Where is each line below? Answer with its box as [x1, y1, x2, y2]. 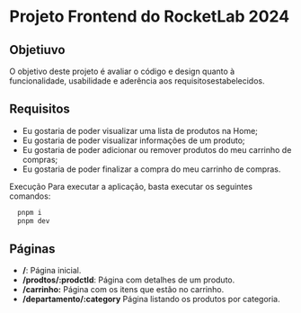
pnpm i [17, 208, 42, 217]
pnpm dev [17, 216, 50, 226]
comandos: [9, 191, 51, 201]
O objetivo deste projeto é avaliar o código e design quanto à [9, 66, 235, 76]
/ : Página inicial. [22, 265, 82, 276]
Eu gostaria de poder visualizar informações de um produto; [22, 135, 245, 146]
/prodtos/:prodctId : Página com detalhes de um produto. [22, 274, 235, 285]
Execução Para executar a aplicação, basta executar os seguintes [9, 181, 253, 192]
